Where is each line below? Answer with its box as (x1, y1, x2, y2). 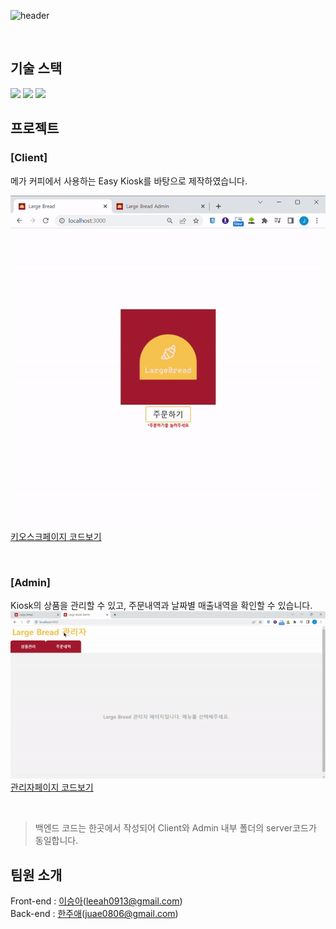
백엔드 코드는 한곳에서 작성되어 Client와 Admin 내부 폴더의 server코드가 (34, 822, 317, 834)
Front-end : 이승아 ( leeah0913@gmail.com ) (10, 895, 183, 907)
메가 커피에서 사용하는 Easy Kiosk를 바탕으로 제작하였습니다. (10, 175, 248, 187)
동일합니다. (34, 835, 79, 847)
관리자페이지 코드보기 (10, 781, 94, 794)
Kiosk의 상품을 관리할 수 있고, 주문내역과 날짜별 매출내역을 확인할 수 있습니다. (10, 600, 313, 612)
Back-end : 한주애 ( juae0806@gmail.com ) (10, 908, 179, 920)
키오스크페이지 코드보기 (10, 531, 102, 543)
